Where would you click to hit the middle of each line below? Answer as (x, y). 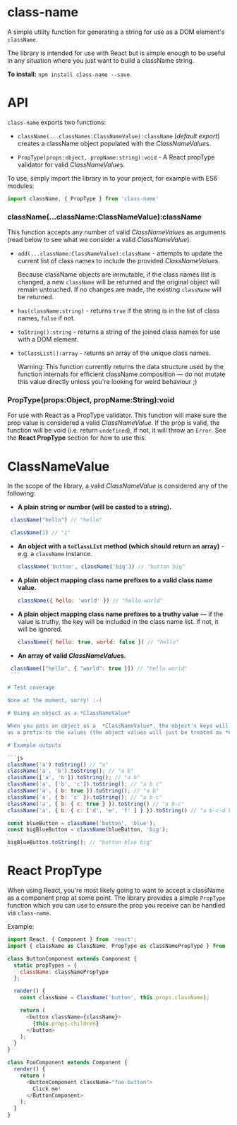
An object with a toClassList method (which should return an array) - (121, 546)
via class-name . (29, 913)
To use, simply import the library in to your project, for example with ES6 (113, 178)
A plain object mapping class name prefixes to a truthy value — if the (120, 614)
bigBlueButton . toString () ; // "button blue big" (80, 843)
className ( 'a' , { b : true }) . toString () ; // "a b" (83, 791)
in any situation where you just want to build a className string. (101, 60)
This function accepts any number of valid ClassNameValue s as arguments (117, 232)
